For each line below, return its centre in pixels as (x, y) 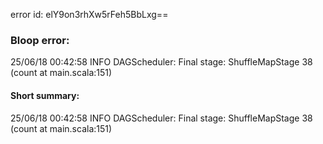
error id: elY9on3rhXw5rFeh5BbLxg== (89, 14)
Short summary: (45, 95)
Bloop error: (40, 40)
